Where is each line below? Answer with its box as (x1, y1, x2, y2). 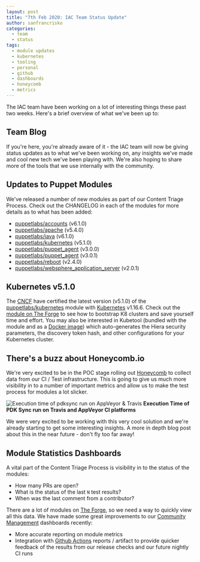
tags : (6, 43, 20, 49)
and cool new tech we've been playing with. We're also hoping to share (6, 155, 182, 163)
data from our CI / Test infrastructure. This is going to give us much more (6, 375, 187, 383)
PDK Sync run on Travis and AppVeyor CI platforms (6, 406, 136, 414)
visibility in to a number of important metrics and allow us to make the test (6, 382, 189, 389)
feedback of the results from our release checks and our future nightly (14, 543, 189, 551)
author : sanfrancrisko (6, 20, 63, 26)
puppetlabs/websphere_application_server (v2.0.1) (14, 265, 140, 272)
